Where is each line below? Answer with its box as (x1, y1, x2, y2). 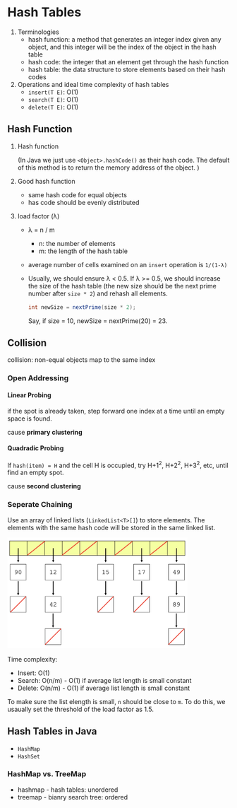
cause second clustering (7, 482, 81, 491)
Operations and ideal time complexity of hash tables (17, 80, 169, 88)
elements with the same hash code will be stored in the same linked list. (7, 523, 216, 532)
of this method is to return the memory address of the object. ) (17, 163, 200, 172)
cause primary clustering (7, 428, 83, 436)
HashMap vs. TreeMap (7, 769, 87, 779)
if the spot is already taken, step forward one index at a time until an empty (7, 406, 225, 415)
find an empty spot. (7, 468, 65, 477)
